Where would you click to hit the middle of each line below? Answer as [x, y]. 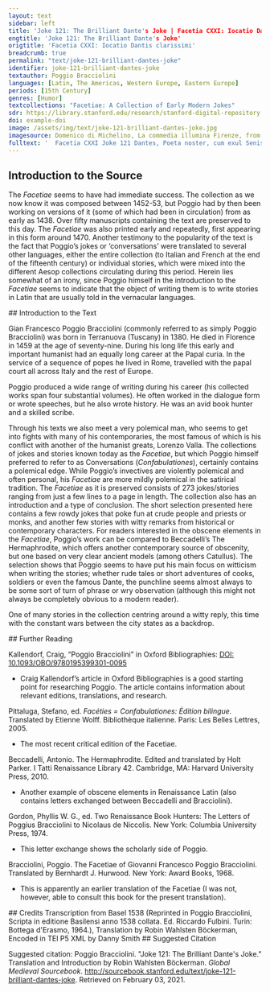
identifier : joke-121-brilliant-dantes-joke [84, 68]
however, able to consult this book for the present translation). [123, 897]
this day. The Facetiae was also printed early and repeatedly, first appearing [135, 229]
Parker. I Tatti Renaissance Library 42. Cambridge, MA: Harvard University [131, 768]
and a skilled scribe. [41, 413]
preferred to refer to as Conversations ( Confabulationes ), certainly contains [133, 463]
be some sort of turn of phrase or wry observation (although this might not [132, 591]
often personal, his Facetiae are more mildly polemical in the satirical [122, 480]
